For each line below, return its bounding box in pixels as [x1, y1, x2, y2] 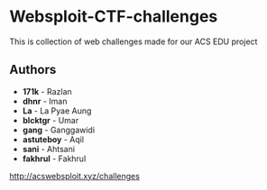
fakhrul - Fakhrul [22, 153, 87, 164]
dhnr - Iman [22, 95, 68, 106]
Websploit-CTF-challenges [9, 6, 218, 27]
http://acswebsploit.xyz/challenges [9, 170, 140, 181]
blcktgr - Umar [22, 114, 79, 125]
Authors [9, 62, 57, 77]
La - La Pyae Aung [22, 105, 92, 116]
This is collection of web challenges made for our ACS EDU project [9, 36, 258, 47]
